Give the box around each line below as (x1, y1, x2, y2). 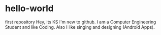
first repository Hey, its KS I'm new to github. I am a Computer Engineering (5, 19, 156, 25)
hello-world (5, 3, 54, 14)
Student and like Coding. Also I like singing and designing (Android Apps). (5, 24, 155, 30)
